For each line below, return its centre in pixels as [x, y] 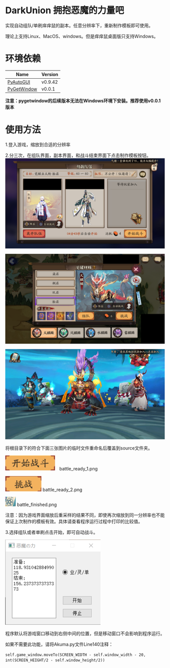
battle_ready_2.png [62, 489]
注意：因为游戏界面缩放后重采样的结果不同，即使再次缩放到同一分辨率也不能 [85, 515]
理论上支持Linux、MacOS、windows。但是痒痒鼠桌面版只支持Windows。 [82, 36]
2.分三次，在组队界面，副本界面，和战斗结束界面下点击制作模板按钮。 [78, 155]
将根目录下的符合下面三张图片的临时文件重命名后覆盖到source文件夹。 [79, 448]
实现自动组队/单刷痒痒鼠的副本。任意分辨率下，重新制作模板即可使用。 [79, 25]
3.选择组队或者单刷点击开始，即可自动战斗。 [52, 532]
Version [50, 75]
